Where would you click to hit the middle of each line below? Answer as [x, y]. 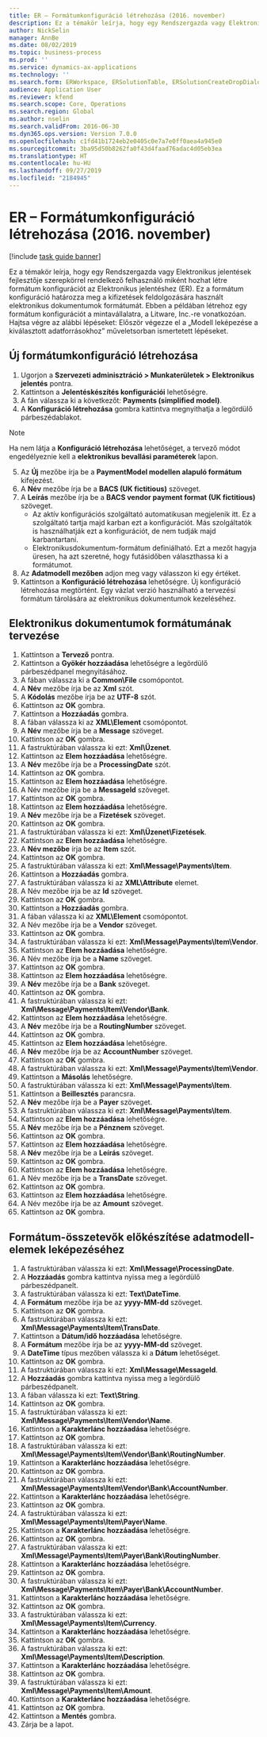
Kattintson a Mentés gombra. [69, 1716]
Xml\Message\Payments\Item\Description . [92, 1657]
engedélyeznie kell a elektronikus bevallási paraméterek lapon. [114, 456]
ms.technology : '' [39, 75]
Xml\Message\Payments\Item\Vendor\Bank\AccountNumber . [124, 1488]
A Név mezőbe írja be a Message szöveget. [92, 731]
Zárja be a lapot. [47, 1724]
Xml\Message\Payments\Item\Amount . [86, 1691]
